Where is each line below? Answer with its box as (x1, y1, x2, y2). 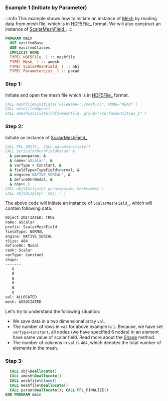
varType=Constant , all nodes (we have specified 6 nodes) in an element (12, 329, 159, 335)
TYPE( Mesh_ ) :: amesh (10, 59, 59, 64)
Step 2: (5, 123, 24, 130)
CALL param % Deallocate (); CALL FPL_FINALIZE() (10, 387, 109, 392)
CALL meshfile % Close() (10, 378, 57, 383)
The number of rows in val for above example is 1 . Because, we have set (12, 324, 163, 330)
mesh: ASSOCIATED (5, 299, 42, 304)
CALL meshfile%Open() (5, 106, 51, 112)
